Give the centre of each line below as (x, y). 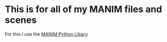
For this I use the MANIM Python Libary (47, 34)
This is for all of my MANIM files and (83, 9)
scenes (21, 20)
